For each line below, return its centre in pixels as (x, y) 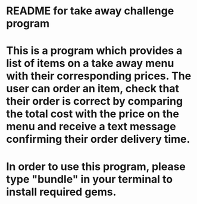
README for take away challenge (90, 11)
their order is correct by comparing (95, 101)
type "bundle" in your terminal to (90, 179)
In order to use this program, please (96, 166)
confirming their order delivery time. (98, 139)
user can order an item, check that (93, 89)
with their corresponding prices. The (99, 76)
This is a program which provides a (94, 51)
